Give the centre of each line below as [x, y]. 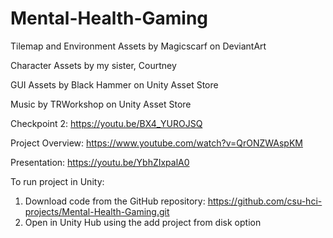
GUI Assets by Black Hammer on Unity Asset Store [114, 84]
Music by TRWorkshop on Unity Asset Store [101, 104]
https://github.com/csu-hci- [265, 201]
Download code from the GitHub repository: [115, 201]
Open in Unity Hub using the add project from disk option [143, 222]
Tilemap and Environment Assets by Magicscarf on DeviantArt [138, 46]
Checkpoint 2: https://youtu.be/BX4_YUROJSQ [106, 123]
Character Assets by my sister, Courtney [93, 65]
